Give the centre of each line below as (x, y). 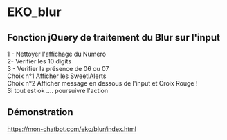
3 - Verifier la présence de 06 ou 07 (58, 69)
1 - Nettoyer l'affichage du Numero (56, 54)
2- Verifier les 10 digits (39, 61)
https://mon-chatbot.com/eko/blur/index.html (72, 129)
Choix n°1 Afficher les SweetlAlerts (57, 76)
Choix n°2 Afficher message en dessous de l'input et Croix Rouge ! (102, 83)
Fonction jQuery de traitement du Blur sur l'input (113, 38)
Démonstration (40, 112)
